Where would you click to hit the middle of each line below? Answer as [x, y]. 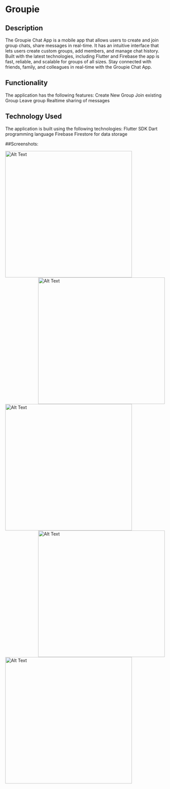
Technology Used [34, 117]
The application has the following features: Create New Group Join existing [83, 95]
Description [24, 28]
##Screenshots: [22, 144]
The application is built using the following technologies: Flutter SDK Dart [81, 129]
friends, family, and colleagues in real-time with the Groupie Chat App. [79, 67]
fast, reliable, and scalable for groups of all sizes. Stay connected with [78, 61]
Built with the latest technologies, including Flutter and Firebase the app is [82, 56]
